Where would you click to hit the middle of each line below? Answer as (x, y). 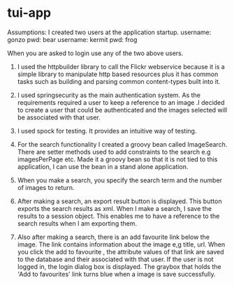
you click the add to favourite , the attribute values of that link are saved (121, 251)
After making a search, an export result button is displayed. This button (119, 201)
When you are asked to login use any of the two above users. (95, 53)
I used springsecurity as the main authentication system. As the (109, 95)
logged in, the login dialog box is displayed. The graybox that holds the (119, 266)
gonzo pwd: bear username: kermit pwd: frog (72, 39)
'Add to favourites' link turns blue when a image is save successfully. (116, 274)
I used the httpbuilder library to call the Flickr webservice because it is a (121, 66)
